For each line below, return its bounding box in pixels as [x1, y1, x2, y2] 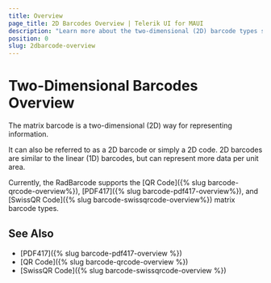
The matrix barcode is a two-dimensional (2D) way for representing [8, 120, 232, 130]
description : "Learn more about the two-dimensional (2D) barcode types [8, 27, 258, 35]
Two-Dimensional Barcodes [8, 77, 198, 95]
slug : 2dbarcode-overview [8, 42, 95, 50]
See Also [8, 227, 54, 241]
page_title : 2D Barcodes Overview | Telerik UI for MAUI [8, 19, 204, 27]
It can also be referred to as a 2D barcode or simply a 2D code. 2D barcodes [8, 145, 263, 154]
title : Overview [8, 11, 63, 20]
